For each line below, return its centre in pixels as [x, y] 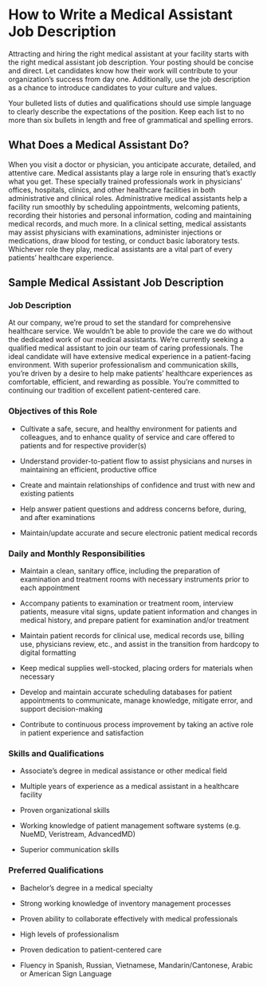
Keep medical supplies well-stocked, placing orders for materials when [136, 669]
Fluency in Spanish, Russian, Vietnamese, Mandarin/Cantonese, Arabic [136, 965]
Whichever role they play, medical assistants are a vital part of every [120, 249]
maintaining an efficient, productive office [88, 469]
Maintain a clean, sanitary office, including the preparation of [120, 571]
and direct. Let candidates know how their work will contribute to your [123, 70]
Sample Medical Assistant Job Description [116, 283]
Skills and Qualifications [56, 753]
